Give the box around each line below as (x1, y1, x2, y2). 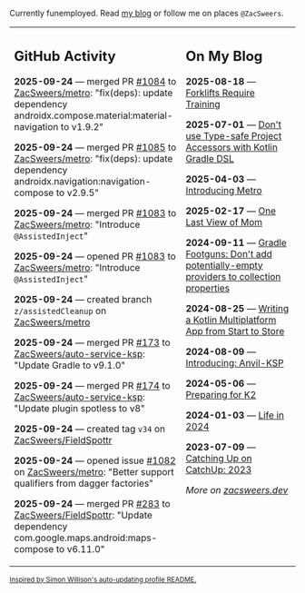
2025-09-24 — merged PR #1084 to (14, 74, 177, 87)
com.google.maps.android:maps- (14, 531, 158, 544)
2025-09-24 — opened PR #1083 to (14, 250, 177, 262)
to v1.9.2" (60, 120, 104, 133)
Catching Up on (185, 451, 252, 464)
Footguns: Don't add (185, 247, 272, 260)
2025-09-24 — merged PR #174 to (14, 379, 171, 391)
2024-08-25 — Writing (185, 301, 290, 314)
